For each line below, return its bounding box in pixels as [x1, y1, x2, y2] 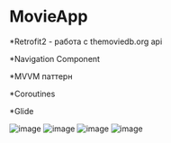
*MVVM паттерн [9, 70, 73, 82]
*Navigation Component [9, 53, 101, 64]
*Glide [9, 105, 34, 116]
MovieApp [9, 6, 88, 27]
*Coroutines [9, 88, 56, 99]
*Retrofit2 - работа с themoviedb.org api [9, 36, 163, 47]
